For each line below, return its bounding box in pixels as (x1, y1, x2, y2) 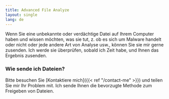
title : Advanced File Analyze (5, 7, 70, 13)
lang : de (5, 17, 24, 22)
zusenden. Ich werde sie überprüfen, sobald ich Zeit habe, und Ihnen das (5, 47, 159, 54)
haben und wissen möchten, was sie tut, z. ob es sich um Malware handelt (5, 36, 162, 42)
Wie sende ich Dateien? (5, 65, 65, 72)
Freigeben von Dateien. (5, 88, 54, 94)
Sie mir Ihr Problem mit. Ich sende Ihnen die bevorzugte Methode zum (5, 82, 152, 88)
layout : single (5, 12, 38, 17)
